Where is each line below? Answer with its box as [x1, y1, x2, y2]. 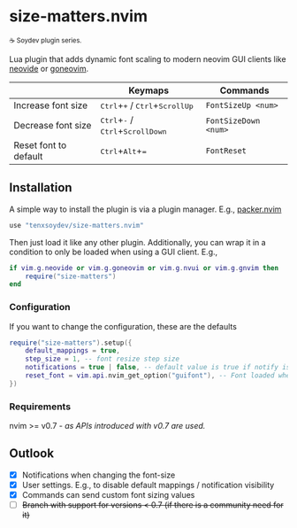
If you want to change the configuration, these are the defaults [9, 321, 237, 331]
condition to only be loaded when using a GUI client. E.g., [9, 246, 218, 257]
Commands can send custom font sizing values [21, 490, 195, 501]
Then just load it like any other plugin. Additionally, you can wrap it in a [9, 237, 267, 247]
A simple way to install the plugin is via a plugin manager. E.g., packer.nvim [9, 204, 282, 214]
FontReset [205, 145, 247, 156]
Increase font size [13, 99, 88, 112]
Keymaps [127, 84, 170, 97]
